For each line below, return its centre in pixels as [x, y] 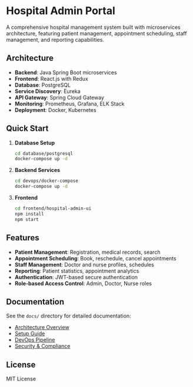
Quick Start [27, 129]
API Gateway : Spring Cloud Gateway [59, 97]
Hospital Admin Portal [61, 11]
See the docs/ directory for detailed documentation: [69, 316]
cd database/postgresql [44, 153]
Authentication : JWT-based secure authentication [76, 277]
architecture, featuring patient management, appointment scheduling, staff [96, 33]
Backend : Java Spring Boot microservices [66, 72]
